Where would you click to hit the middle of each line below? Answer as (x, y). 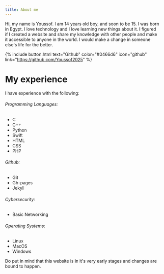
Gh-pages (22, 182)
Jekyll (18, 188)
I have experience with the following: (42, 93)
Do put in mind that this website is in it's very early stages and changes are (81, 261)
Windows (22, 251)
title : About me (22, 10)
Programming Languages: (31, 104)
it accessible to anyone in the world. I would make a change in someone (78, 39)
